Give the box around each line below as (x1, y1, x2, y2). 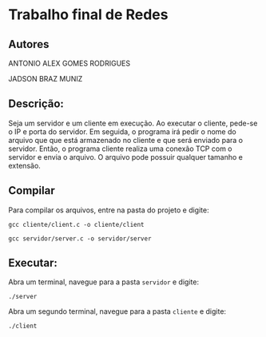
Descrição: (8, 97, 64, 111)
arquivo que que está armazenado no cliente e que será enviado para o (8, 135, 244, 145)
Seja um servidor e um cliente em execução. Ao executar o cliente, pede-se (8, 118, 258, 128)
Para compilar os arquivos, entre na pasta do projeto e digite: (8, 205, 209, 215)
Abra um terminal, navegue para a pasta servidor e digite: (8, 277, 200, 287)
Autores (8, 38, 50, 51)
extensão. (8, 161, 42, 170)
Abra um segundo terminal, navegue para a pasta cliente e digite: (8, 307, 226, 316)
